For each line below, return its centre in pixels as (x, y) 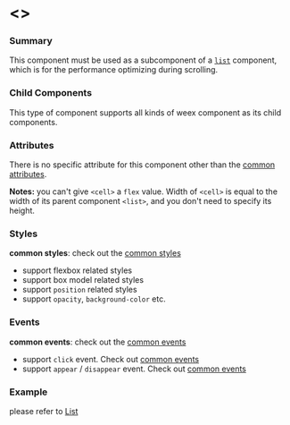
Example (29, 392)
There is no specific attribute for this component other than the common (142, 165)
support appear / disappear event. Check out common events (134, 369)
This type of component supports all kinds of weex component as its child (145, 112)
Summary (31, 41)
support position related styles (79, 290)
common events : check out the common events (98, 342)
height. (22, 211)
